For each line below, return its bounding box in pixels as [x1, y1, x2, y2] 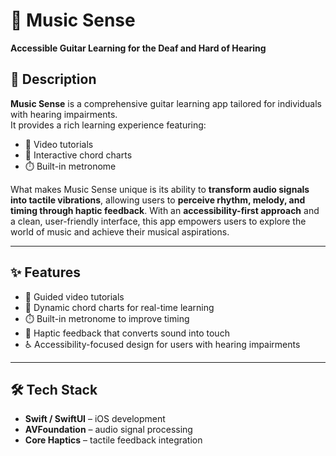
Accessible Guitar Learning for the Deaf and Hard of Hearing [10, 42, 267, 54]
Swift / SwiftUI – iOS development [24, 413, 166, 425]
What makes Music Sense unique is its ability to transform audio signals [10, 183, 310, 195]
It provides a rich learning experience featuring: [10, 119, 207, 131]
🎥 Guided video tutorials [24, 290, 125, 303]
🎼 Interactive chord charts [24, 149, 133, 161]
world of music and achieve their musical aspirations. [10, 225, 230, 238]
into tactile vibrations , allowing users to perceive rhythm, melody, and [10, 194, 306, 206]
